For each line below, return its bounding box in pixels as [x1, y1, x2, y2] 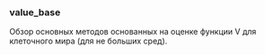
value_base [9, 6, 61, 19]
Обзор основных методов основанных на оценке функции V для [9, 27, 257, 37]
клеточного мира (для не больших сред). [9, 35, 168, 46]
